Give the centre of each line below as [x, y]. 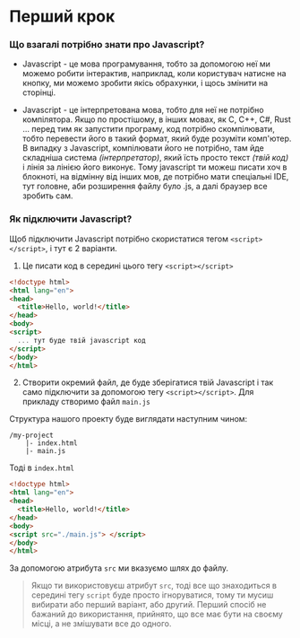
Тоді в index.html [42, 468]
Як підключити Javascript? [71, 219]
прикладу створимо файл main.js [86, 402]
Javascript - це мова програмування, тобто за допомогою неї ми [146, 64]
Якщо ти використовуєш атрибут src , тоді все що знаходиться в [154, 586]
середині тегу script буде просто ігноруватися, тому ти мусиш [152, 595]
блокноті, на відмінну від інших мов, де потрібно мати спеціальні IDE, [155, 177]
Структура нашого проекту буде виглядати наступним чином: [129, 419]
